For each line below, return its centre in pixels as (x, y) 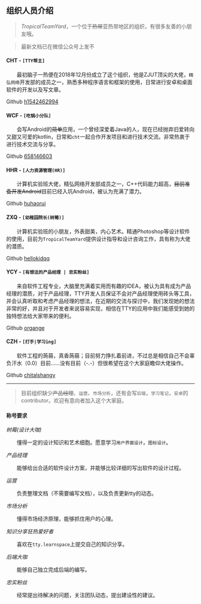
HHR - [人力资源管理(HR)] (36, 170)
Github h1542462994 (32, 102)
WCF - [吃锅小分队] (29, 115)
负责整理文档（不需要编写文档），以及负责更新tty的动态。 (87, 493)
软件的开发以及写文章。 (35, 90)
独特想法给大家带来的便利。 (40, 315)
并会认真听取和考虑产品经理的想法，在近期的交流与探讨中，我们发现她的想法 (100, 301)
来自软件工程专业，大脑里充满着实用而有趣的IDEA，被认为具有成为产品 (104, 286)
